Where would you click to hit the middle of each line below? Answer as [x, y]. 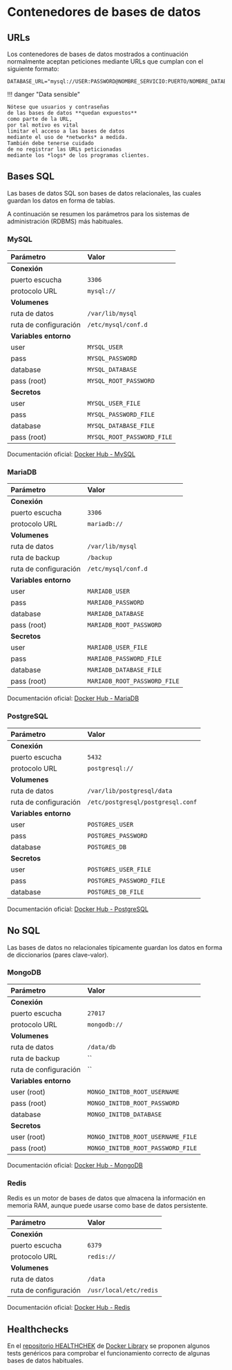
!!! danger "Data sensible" [44, 94]
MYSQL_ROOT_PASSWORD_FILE [130, 437]
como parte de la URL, [40, 119]
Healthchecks [38, 1329]
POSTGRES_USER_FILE [119, 869]
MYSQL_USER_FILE [114, 404]
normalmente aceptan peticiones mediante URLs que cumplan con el [105, 62]
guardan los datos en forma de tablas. [61, 200]
